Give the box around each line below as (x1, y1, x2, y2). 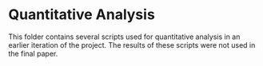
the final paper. (8, 49, 58, 58)
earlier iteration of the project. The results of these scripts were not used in (8, 40, 256, 49)
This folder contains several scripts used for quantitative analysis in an (8, 32, 241, 41)
